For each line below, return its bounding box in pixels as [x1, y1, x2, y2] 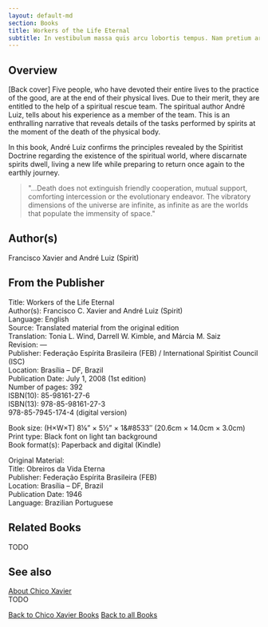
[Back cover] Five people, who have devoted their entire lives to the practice [8, 85, 259, 94]
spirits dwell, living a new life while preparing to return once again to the [8, 160, 246, 169]
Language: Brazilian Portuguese [8, 498, 113, 507]
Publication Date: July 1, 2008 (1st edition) [8, 373, 147, 383]
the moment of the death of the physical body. [8, 127, 161, 136]
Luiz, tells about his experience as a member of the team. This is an [8, 110, 230, 120]
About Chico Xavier [8, 586, 72, 596]
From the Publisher [8, 276, 105, 290]
